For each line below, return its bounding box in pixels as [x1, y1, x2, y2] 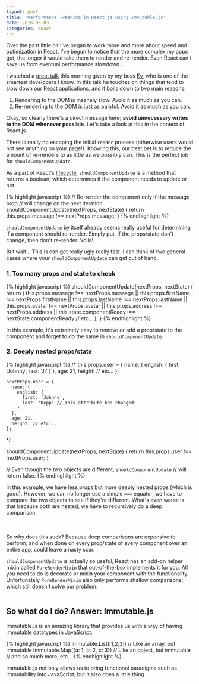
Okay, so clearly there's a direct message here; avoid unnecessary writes [6, 114, 188, 122]
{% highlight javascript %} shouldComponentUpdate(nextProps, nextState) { [6, 283, 194, 290]
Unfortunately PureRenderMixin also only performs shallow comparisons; [6, 576, 184, 583]
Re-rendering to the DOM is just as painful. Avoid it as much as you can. [14, 103, 191, 110]
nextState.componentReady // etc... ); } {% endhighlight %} [6, 314, 151, 322]
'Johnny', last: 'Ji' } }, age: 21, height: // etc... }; [6, 367, 119, 375]
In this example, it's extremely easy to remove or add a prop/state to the [6, 326, 182, 333]
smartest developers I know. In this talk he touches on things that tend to [6, 79, 184, 86]
